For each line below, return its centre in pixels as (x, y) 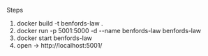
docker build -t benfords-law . (60, 23)
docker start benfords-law (54, 38)
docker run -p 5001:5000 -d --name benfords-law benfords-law (109, 31)
